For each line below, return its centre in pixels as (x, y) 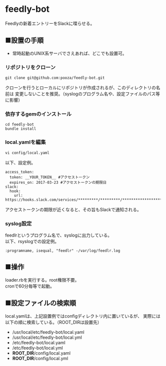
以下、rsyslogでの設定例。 (32, 241)
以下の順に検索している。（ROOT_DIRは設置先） (54, 322)
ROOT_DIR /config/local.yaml (41, 353)
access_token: (20, 172)
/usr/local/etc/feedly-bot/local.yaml (48, 332)
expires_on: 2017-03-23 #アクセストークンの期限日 (58, 182)
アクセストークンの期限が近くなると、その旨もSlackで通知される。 (73, 209)
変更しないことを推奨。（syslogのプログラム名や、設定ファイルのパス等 (87, 94)
